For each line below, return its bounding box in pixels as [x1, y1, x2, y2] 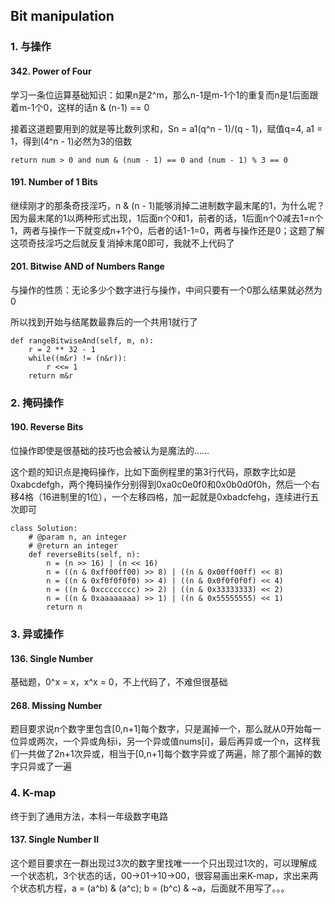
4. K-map [10, 786, 57, 800]
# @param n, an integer [28, 532, 128, 543]
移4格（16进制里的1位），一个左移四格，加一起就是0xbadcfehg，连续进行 [10, 491, 311, 503]
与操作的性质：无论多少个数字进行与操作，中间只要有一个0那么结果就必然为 [10, 284, 323, 296]
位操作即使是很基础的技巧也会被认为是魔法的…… [10, 445, 210, 457]
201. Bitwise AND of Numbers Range [10, 260, 165, 273]
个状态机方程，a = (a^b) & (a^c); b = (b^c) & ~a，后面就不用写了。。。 [10, 882, 290, 894]
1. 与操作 [10, 40, 52, 54]
